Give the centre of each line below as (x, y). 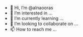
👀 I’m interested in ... (31, 13)
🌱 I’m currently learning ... (37, 18)
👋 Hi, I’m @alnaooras (32, 8)
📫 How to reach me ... (33, 29)
